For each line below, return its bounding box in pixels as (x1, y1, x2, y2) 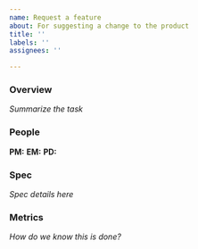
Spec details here (9, 189, 74, 200)
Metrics (9, 211, 44, 223)
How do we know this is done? (9, 231, 122, 242)
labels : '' (9, 37, 50, 47)
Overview (9, 84, 53, 96)
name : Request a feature (9, 12, 102, 22)
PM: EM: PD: (9, 146, 57, 157)
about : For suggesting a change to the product (9, 21, 190, 30)
